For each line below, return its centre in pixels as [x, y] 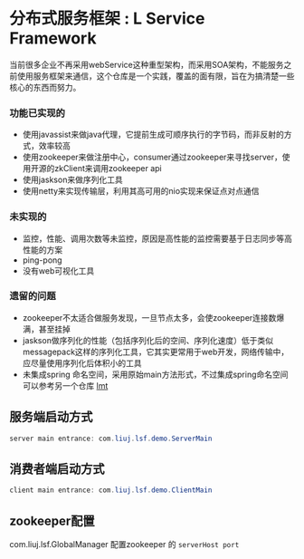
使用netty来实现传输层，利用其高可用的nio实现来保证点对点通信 [141, 191]
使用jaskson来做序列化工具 [73, 180]
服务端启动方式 [51, 417]
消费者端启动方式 [57, 469]
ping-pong [42, 260]
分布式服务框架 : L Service [107, 19]
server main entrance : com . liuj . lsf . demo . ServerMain [111, 439]
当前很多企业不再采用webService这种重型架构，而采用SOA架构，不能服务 [147, 64]
